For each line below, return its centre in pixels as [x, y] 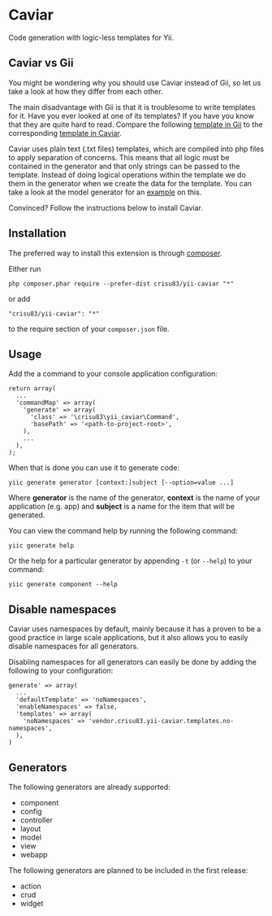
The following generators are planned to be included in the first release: [128, 870]
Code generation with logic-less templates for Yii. [91, 37]
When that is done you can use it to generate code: [94, 468]
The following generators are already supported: [89, 787]
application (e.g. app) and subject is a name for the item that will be [122, 507]
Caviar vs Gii [41, 63]
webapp [34, 855]
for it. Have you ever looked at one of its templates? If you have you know [131, 116]
